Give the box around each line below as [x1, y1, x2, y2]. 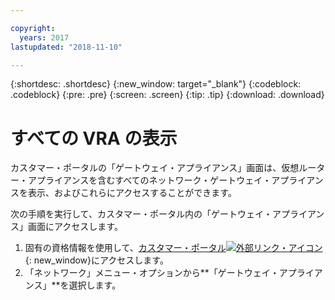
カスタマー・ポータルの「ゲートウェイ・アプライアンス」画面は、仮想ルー [10, 162, 317, 174]
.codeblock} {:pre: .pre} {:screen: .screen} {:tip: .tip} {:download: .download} [10, 89, 325, 101]
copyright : [10, 23, 56, 33]
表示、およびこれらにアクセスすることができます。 [27, 187, 237, 199]
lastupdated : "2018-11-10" [10, 42, 123, 52]
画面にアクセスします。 [27, 221, 123, 233]
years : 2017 [19, 32, 70, 43]
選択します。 [68, 279, 122, 291]
